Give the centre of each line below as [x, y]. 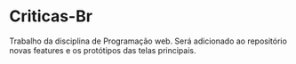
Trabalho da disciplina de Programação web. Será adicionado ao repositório [148, 41]
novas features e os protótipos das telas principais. [103, 50]
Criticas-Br [51, 16]
